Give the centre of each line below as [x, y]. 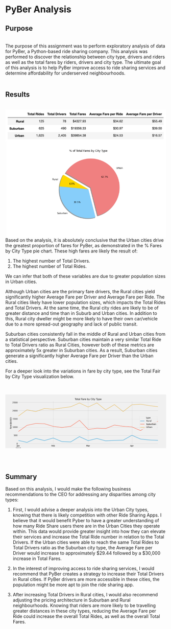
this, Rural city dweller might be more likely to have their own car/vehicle [82, 318]
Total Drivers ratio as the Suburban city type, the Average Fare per [82, 548]
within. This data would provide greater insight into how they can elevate [89, 531]
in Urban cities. [21, 282]
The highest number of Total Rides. [50, 266]
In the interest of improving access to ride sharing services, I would [83, 569]
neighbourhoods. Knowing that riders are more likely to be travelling [84, 605]
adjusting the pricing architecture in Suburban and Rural [72, 600]
